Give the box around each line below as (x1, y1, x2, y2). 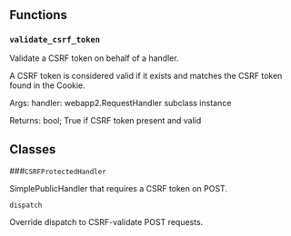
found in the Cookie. (9, 80, 86, 91)
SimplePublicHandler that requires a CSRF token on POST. (9, 183, 227, 194)
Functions (9, 7, 68, 23)
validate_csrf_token (9, 34, 101, 45)
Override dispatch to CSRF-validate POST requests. (9, 217, 204, 228)
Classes (9, 142, 56, 157)
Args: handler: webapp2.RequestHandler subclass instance (9, 98, 232, 109)
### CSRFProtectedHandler (9, 166, 106, 177)
